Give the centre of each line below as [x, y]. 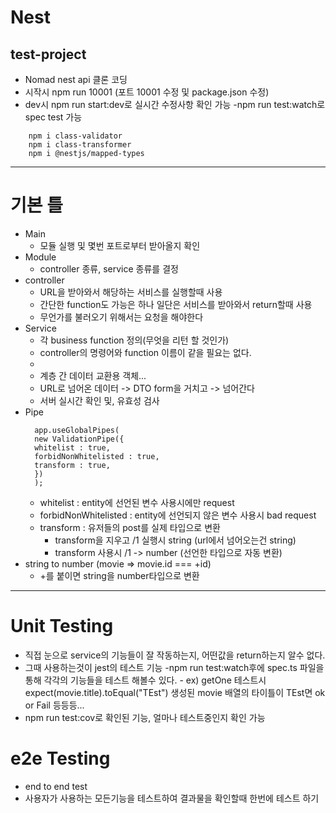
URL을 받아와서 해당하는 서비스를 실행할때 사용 [131, 292]
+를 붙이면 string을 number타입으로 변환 [119, 575]
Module [40, 257]
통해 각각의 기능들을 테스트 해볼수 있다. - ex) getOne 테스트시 [145, 680]
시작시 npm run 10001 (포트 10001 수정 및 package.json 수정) [147, 92]
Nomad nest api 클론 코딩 [76, 79]
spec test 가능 [53, 117]
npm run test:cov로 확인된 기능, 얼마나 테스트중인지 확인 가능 [145, 717]
